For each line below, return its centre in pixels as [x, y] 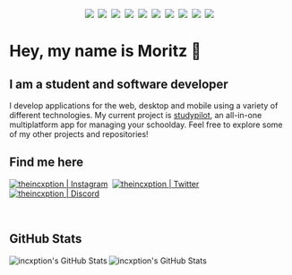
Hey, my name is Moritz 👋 [105, 52]
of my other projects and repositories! [79, 134]
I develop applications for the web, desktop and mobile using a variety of [144, 106]
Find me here [47, 163]
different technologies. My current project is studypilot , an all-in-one [136, 115]
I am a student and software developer [119, 84]
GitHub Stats [46, 239]
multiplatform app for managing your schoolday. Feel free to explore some [146, 125]
